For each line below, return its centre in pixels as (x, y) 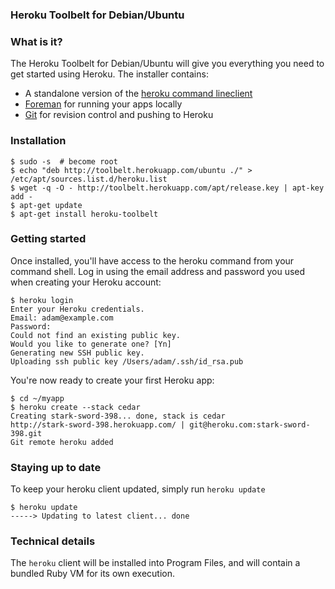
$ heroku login (42, 300)
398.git (26, 433)
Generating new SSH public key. (77, 353)
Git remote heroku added (62, 442)
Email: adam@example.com (62, 318)
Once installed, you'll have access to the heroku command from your (152, 260)
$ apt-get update (46, 205)
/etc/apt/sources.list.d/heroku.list (89, 179)
